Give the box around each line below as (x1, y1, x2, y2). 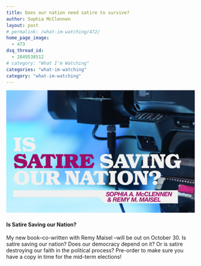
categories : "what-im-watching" (6, 66, 87, 72)
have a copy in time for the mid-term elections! (6, 253, 121, 261)
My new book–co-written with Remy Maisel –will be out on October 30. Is (6, 234, 187, 241)
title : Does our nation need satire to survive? (6, 10, 130, 16)
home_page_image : (6, 35, 50, 41)
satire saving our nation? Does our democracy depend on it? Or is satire (6, 240, 184, 248)
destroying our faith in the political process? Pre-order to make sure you (6, 247, 184, 254)
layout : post (6, 22, 39, 28)
